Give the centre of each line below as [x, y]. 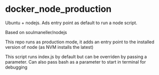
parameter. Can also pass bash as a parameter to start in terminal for [76, 62]
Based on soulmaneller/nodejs [36, 32]
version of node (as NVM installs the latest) [49, 47]
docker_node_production [58, 9]
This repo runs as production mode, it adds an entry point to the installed [80, 42]
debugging [16, 67]
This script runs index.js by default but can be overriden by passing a [76, 56]
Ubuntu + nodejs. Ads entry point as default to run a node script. [71, 23]
